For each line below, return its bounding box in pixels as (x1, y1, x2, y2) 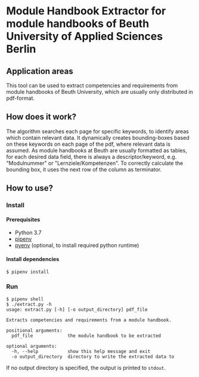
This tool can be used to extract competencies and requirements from (6, 82, 178, 89)
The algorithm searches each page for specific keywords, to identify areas (6, 127, 189, 135)
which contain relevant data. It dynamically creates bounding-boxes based (6, 134, 189, 141)
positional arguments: (6, 327, 63, 333)
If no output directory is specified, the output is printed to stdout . (6, 364, 166, 371)
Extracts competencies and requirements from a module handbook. (6, 317, 172, 323)
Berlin (6, 42, 36, 56)
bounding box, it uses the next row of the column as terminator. (6, 165, 162, 173)
